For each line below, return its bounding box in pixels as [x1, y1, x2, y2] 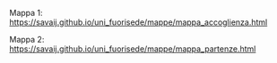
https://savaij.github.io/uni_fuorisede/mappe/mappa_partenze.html [9, 43, 256, 54]
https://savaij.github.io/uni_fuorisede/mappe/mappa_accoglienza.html [9, 17, 268, 28]
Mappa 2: [9, 35, 45, 44]
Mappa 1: [9, 8, 43, 18]
